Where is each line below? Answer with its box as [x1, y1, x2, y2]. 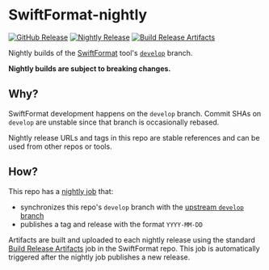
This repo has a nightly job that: [8, 186, 114, 196]
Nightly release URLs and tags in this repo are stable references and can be [8, 133, 260, 142]
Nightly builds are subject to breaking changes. [8, 63, 171, 74]
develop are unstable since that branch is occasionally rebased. [8, 117, 220, 127]
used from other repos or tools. [8, 141, 112, 151]
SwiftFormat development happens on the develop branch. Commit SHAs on [8, 108, 262, 118]
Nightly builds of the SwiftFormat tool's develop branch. [8, 48, 193, 57]
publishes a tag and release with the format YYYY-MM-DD [19, 219, 204, 229]
